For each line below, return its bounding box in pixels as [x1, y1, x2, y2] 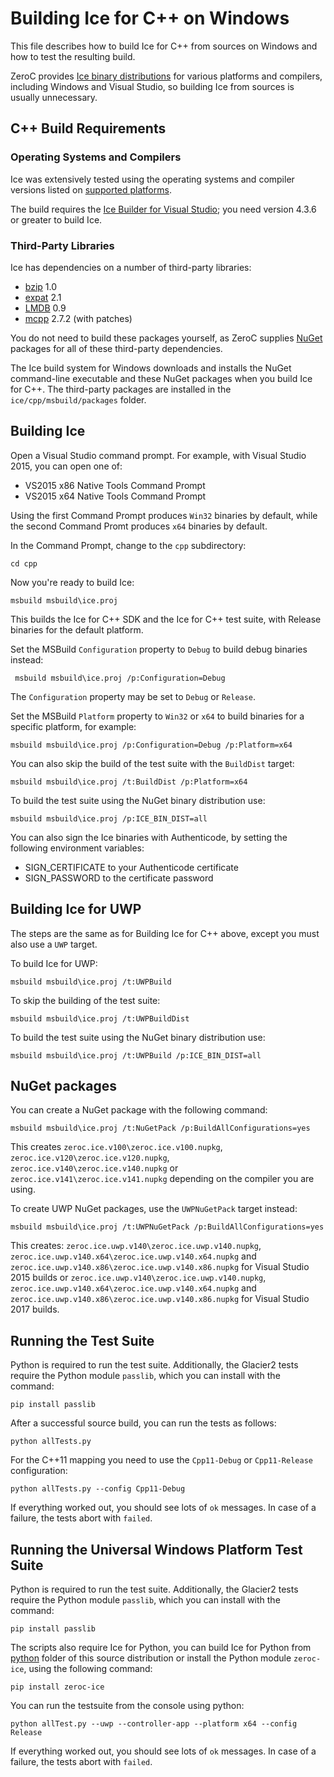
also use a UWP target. [10, 938, 98, 950]
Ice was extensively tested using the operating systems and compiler [10, 173, 295, 185]
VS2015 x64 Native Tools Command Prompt [24, 490, 207, 502]
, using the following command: [23, 1662, 153, 1674]
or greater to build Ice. [10, 213, 103, 226]
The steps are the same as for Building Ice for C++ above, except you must [10, 927, 320, 939]
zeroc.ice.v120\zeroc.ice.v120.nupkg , [10, 1152, 170, 1164]
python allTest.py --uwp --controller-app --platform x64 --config [10, 1718, 298, 1729]
